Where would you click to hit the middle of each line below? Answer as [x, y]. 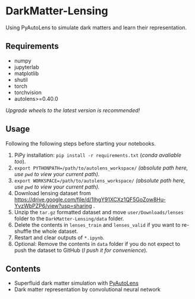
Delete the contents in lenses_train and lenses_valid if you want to [97, 224]
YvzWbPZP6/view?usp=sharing [53, 206]
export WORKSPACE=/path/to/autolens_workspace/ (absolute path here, [100, 180]
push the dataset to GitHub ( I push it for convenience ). [81, 250]
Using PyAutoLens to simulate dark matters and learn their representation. [96, 27]
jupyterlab [26, 67]
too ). [20, 161]
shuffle [23, 231]
